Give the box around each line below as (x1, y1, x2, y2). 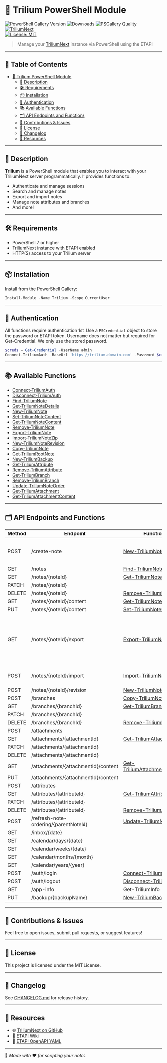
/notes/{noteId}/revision (31, 687, 87, 694)
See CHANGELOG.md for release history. (5, 994, 89, 1001)
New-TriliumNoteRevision (12, 440, 65, 446)
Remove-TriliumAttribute (12, 467, 63, 473)
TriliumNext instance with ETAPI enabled (12, 245, 96, 251)
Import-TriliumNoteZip (12, 435, 58, 441)
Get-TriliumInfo (123, 886, 160, 893)
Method (7, 531, 27, 537)
